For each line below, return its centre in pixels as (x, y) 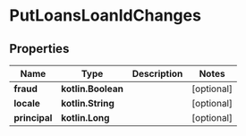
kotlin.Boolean (92, 89)
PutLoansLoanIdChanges (105, 16)
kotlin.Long (85, 118)
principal (33, 118)
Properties (39, 49)
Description (157, 74)
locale (27, 103)
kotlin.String (88, 103)
